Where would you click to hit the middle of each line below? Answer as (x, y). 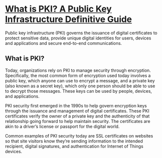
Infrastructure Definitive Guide (69, 19)
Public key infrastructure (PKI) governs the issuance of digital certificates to (81, 33)
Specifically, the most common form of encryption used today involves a (78, 75)
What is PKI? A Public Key (59, 9)
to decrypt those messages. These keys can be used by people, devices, (79, 91)
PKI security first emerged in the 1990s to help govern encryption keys (76, 105)
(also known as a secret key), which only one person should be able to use (80, 86)
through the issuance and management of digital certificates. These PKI (77, 111)
